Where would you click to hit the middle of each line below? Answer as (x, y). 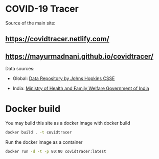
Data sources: (20, 69)
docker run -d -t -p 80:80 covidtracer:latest (56, 151)
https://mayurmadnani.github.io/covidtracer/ (79, 56)
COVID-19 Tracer (42, 9)
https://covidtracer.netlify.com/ (57, 39)
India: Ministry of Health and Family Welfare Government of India (81, 88)
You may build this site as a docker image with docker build (68, 123)
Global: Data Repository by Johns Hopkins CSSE (64, 78)
